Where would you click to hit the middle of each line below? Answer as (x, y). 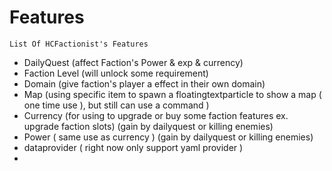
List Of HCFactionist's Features (79, 44)
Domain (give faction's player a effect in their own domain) (144, 83)
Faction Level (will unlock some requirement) (116, 73)
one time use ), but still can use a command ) (116, 105)
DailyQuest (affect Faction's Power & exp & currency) (133, 62)
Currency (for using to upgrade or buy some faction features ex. (156, 115)
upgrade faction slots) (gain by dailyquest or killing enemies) (148, 126)
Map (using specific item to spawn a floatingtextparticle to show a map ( (172, 94)
